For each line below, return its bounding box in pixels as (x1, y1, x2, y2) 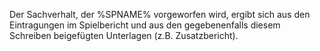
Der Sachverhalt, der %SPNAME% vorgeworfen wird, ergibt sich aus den (9, 9, 311, 20)
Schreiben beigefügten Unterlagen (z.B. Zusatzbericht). (9, 30, 239, 41)
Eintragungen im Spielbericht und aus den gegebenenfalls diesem (9, 19, 281, 31)
